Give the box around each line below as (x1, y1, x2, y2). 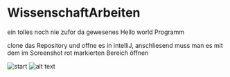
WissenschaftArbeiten (7, 5, 141, 21)
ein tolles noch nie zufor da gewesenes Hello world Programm (7, 28, 185, 36)
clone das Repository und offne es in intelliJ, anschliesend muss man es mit (7, 41, 223, 49)
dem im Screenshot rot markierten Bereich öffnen (7, 49, 149, 57)
